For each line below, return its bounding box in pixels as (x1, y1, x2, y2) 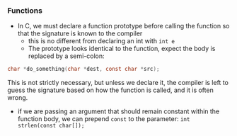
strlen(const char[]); (17, 123, 85, 130)
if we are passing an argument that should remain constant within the (17, 107, 220, 115)
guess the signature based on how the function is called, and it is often (7, 86, 214, 94)
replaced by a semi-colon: (28, 52, 105, 60)
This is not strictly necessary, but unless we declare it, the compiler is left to (7, 79, 229, 87)
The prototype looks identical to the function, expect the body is (28, 45, 216, 53)
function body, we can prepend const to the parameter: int (17, 115, 190, 123)
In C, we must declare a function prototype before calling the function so (17, 22, 230, 30)
